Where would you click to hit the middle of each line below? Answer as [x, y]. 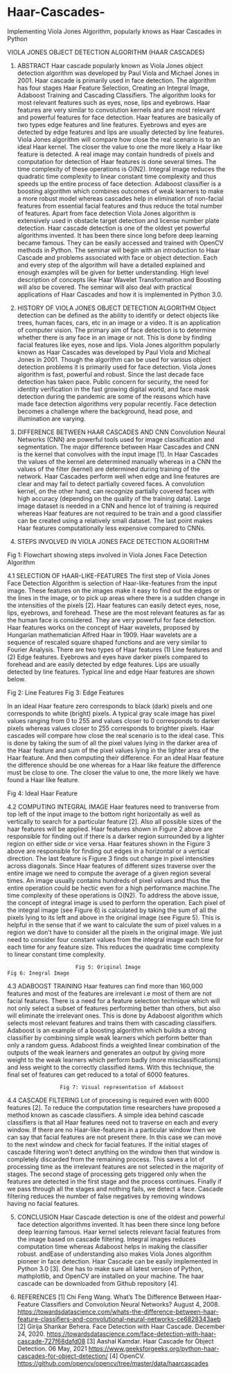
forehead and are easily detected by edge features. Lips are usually [104, 664]
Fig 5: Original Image [108, 967]
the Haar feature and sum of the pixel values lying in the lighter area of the [113, 750]
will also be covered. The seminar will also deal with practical [104, 287]
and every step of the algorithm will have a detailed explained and [111, 265]
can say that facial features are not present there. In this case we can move [115, 1137]
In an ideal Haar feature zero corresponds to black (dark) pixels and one [110, 706]
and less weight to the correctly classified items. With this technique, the [111, 1067]
